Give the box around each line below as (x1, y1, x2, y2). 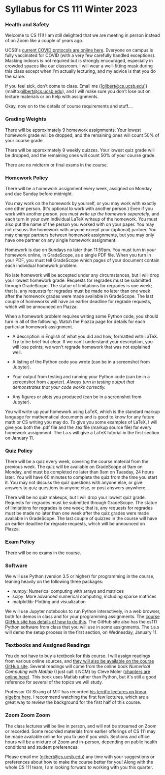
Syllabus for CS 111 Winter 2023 (5, 3, 138, 15)
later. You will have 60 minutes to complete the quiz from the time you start (5, 474, 158, 480)
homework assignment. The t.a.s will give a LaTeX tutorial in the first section (5, 430, 160, 436)
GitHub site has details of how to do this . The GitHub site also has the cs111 (5, 619, 157, 624)
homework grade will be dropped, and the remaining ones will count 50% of (5, 132, 160, 138)
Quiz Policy (5, 447, 33, 454)
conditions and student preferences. (5, 744, 79, 750)
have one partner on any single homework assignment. (5, 237, 117, 243)
